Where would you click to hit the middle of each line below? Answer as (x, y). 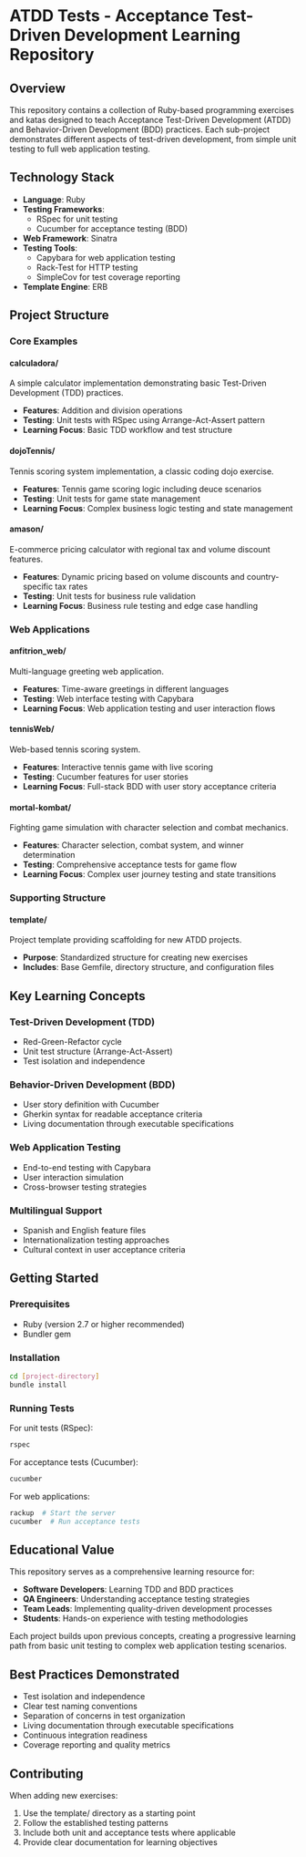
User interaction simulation (73, 1177)
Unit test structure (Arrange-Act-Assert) (97, 1052)
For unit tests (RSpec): (51, 1428)
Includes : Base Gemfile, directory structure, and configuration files (148, 967)
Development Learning (153, 35)
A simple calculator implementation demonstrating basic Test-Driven (138, 383)
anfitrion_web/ (38, 651)
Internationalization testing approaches (96, 1240)
